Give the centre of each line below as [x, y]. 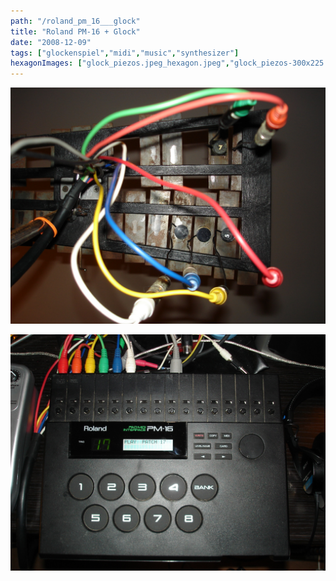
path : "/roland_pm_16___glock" [75, 21]
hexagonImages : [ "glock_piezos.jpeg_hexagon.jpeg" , [120, 63]
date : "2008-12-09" [51, 42]
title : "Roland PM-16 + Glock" [75, 31]
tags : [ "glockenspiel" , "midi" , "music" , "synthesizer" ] [125, 53]
